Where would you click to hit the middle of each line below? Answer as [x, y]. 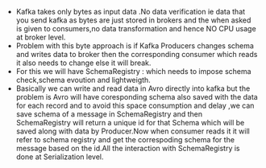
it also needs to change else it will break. [83, 63]
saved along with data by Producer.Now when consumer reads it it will [133, 131]
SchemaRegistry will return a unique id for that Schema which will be [130, 123]
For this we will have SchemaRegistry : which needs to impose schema [133, 71]
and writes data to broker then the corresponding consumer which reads [137, 54]
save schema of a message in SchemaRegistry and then [109, 114]
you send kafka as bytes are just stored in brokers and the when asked [133, 20]
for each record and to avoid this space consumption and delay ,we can [135, 105]
